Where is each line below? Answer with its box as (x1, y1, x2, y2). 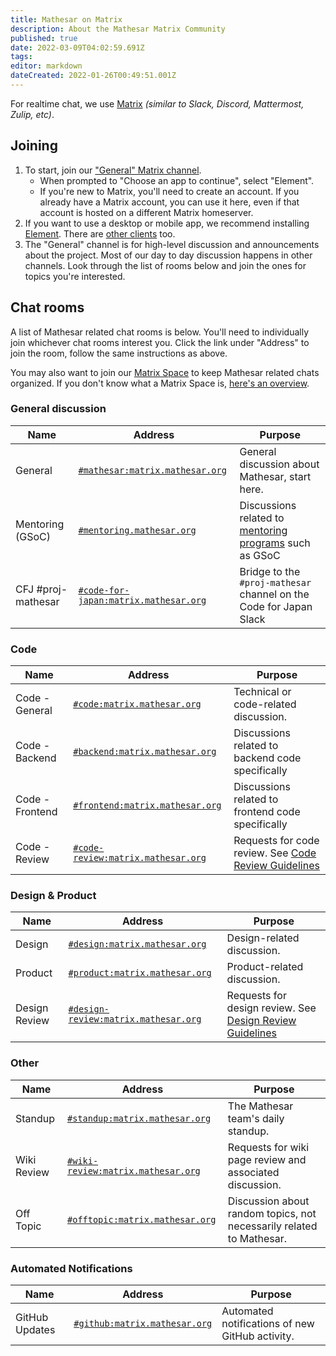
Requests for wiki (227, 1140, 310, 1154)
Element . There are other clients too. (24, 227, 176, 240)
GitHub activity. (221, 1329, 295, 1343)
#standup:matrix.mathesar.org (67, 1112, 212, 1124)
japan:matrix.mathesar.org (78, 594, 207, 606)
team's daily (227, 1111, 285, 1125)
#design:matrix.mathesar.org (68, 939, 207, 950)
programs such (239, 536, 311, 550)
